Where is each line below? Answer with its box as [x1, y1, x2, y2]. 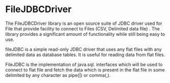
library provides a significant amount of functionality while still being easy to [5, 31, 165, 37]
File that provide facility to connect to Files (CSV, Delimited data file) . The [5, 25, 160, 31]
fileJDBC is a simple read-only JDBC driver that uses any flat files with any [5, 46, 162, 52]
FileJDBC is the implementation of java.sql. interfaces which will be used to [5, 61, 163, 67]
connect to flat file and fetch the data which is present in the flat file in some [5, 67, 165, 73]
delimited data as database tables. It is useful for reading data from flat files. [5, 52, 165, 58]
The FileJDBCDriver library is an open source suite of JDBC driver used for [5, 20, 162, 26]
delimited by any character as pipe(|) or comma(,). [5, 72, 111, 78]
